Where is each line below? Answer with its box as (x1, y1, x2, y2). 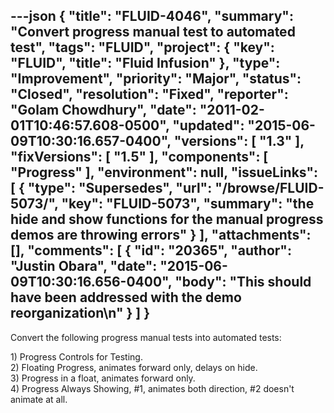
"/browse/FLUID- (214, 180, 325, 197)
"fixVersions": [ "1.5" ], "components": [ (10, 149, 269, 166)
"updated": (172, 117, 245, 134)
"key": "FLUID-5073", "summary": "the (61, 195, 315, 213)
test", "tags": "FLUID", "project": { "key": (10, 39, 275, 56)
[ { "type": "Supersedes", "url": (10, 180, 213, 197)
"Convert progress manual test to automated (10, 24, 296, 41)
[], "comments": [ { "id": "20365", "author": (10, 242, 292, 259)
